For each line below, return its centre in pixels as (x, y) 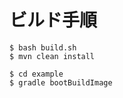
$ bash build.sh (43, 47)
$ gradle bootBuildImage (61, 82)
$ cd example (36, 74)
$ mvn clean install (52, 56)
